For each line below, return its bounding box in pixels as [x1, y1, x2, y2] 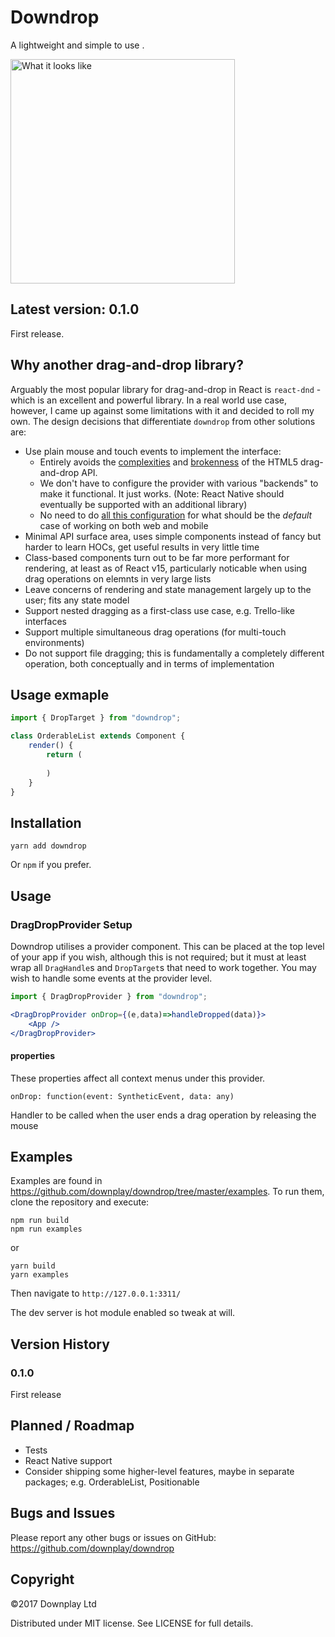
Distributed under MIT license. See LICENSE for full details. [10, 1617, 254, 1629]
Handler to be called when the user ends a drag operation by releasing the [10, 1109, 317, 1121]
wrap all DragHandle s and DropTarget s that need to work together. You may [10, 961, 317, 973]
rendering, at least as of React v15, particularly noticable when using [24, 562, 308, 574]
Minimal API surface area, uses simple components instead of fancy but [24, 530, 322, 542]
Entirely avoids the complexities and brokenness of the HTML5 [39, 456, 298, 468]
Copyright [10, 1571, 75, 1588]
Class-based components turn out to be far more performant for [24, 551, 290, 563]
